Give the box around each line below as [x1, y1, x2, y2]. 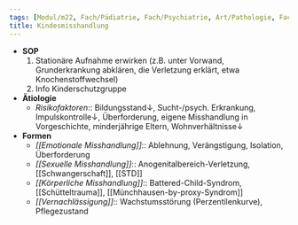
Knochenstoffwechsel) [35, 74, 119, 84]
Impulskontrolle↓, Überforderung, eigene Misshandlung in [35, 112, 248, 122]
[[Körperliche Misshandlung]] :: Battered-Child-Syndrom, [35, 177, 242, 188]
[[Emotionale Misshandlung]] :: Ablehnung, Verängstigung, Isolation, [35, 139, 284, 151]
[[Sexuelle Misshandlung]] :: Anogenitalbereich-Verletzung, [35, 159, 251, 169]
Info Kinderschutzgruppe [35, 83, 127, 94]
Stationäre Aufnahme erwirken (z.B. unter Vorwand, [35, 55, 224, 66]
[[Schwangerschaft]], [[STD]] [35, 167, 144, 178]
